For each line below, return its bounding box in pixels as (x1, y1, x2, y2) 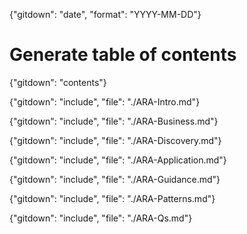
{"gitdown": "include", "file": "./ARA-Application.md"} (9, 154, 227, 166)
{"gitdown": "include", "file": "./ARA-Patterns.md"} (9, 192, 216, 204)
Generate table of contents (9, 44, 237, 66)
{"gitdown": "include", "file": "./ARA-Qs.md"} (9, 212, 193, 224)
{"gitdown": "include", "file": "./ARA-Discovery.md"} (9, 134, 222, 146)
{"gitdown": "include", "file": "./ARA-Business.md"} (9, 115, 219, 127)
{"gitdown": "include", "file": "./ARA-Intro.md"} (9, 95, 201, 108)
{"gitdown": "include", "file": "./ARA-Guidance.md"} (9, 173, 221, 185)
